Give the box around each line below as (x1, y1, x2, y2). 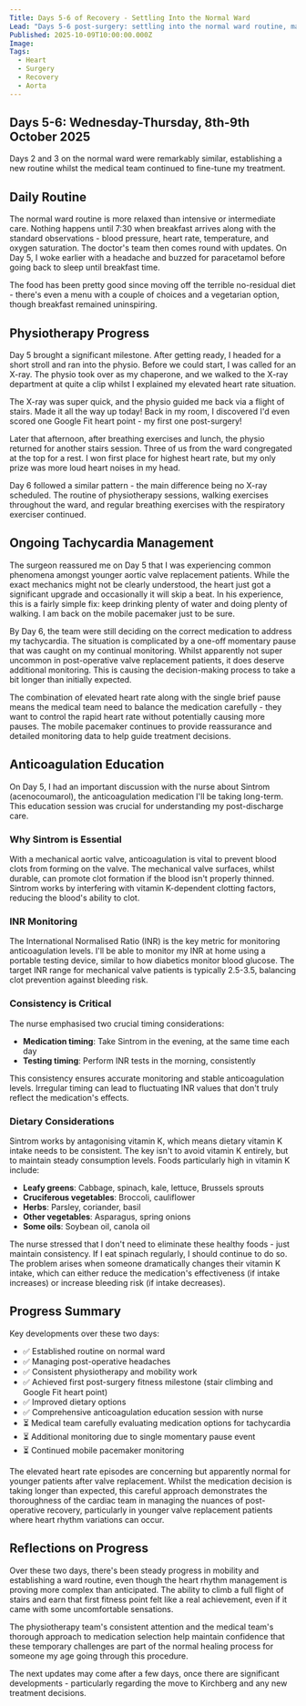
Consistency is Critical (9, 997, 112, 1010)
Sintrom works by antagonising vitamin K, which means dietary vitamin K (9, 1136, 283, 1146)
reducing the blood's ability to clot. (9, 892, 140, 903)
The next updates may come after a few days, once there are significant (9, 1668, 280, 1679)
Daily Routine (9, 189, 87, 205)
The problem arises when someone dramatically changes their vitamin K (9, 1258, 280, 1269)
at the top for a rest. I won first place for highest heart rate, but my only (9, 453, 276, 464)
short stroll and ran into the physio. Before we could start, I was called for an (9, 359, 296, 370)
